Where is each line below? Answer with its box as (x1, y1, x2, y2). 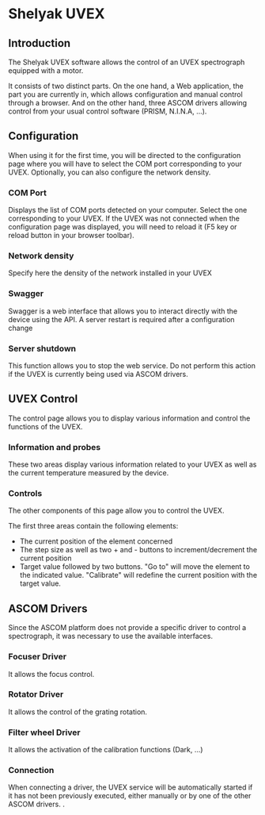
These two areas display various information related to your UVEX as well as (8, 459, 257, 469)
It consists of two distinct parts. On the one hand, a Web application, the (8, 81, 244, 90)
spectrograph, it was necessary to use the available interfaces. (8, 632, 214, 641)
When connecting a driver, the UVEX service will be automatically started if (8, 782, 253, 792)
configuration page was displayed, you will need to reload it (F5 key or (8, 222, 237, 232)
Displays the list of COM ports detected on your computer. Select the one (8, 206, 248, 215)
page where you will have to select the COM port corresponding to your (8, 159, 243, 168)
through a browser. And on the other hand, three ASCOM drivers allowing (8, 98, 248, 107)
